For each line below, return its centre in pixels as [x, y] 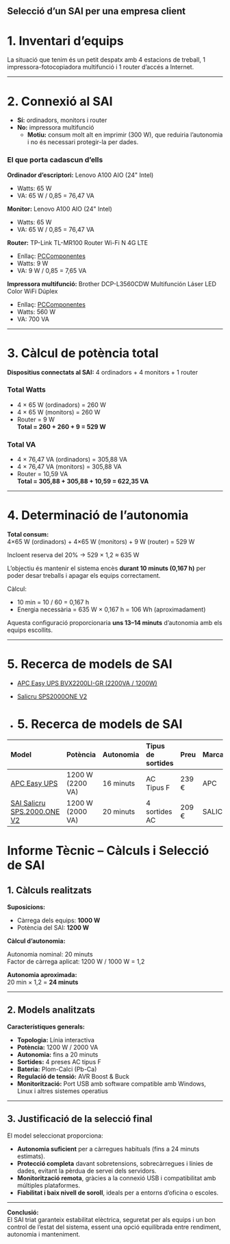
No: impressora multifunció [55, 128]
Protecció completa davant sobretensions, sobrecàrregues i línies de [115, 1163]
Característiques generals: [46, 1026]
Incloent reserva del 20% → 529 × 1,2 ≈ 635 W [73, 555]
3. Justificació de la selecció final [80, 1119]
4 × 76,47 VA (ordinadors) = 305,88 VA [72, 460]
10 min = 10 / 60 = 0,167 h [53, 602]
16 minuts [119, 783]
